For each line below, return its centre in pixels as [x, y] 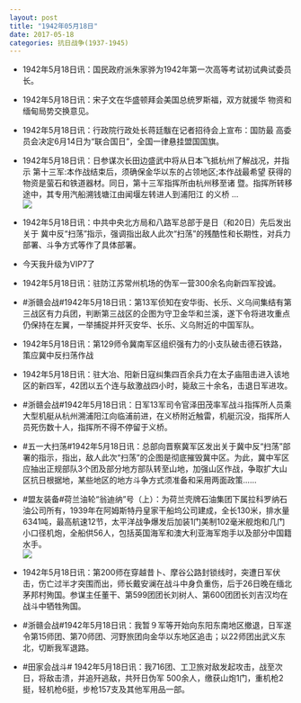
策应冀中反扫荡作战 [58, 356]
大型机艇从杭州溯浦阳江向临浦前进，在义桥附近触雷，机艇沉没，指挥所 [152, 416]
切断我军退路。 [66, 648]
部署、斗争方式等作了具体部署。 [81, 245]
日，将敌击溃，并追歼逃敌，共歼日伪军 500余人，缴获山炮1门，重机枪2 [153, 678]
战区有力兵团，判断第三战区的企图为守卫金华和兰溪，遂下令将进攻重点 [160, 314]
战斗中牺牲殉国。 [54, 606]
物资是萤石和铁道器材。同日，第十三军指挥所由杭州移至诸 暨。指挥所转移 [157, 183]
